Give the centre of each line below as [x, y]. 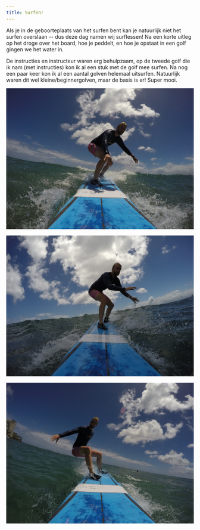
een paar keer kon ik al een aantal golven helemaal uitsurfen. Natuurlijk [93, 73]
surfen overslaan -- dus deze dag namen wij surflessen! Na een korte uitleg [99, 36]
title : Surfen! [25, 13]
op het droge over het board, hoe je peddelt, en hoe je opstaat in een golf [96, 43]
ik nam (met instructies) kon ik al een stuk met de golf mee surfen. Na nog [97, 67]
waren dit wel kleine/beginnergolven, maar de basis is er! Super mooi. [92, 80]
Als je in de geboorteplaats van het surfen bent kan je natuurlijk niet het [94, 30]
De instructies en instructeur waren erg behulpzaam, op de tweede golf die [98, 61]
